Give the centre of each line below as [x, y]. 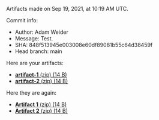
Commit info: [22, 20]
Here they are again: [31, 93]
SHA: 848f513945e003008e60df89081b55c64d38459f [84, 45]
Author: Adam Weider [42, 32]
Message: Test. [34, 38]
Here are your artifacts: [35, 63]
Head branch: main [38, 51]
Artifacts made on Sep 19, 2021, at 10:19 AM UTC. [67, 9]
